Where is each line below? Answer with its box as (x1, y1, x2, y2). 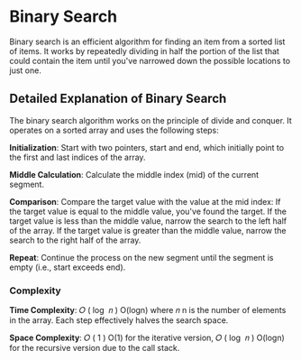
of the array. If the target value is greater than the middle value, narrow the (9, 225, 287, 235)
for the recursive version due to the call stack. (9, 343, 180, 354)
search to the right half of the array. (9, 235, 141, 245)
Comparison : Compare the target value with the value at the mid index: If (9, 196, 281, 207)
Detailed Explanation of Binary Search (9, 91, 227, 106)
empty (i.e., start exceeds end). (9, 262, 126, 272)
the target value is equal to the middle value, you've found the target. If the (9, 206, 287, 217)
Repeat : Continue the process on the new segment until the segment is (9, 252, 274, 263)
